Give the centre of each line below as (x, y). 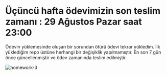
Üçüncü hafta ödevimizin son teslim (83, 11)
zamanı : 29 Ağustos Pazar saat (74, 22)
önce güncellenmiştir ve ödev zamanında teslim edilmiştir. (66, 57)
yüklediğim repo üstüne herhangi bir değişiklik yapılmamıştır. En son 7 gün (83, 52)
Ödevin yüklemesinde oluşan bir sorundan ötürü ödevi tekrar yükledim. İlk (83, 46)
